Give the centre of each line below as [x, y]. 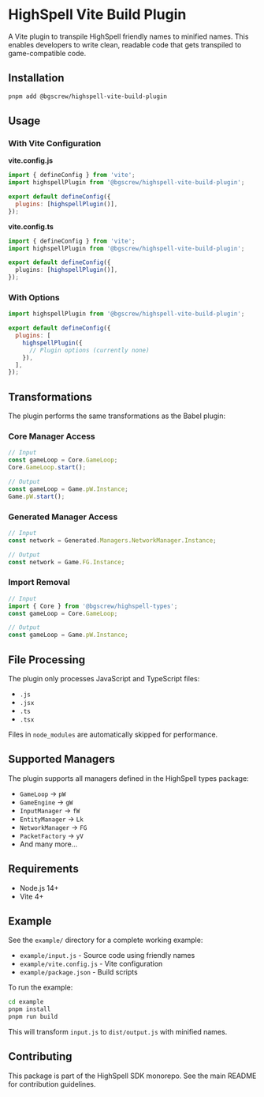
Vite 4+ [32, 896]
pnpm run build [33, 1017]
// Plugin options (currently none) [89, 350]
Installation [36, 78]
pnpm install [30, 1009]
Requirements [43, 869]
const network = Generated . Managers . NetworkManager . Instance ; [112, 540]
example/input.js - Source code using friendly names [107, 956]
